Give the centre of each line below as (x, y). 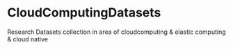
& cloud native (28, 39)
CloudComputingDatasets (84, 13)
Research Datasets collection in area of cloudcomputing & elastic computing (116, 32)
